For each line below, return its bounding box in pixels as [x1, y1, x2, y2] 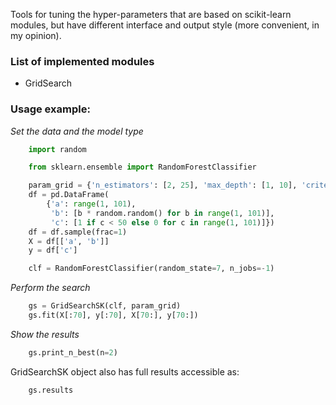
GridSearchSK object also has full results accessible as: [10, 365, 240, 378]
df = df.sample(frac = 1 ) [28, 227, 128, 237]
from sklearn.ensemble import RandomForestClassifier [28, 162, 257, 173]
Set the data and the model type [10, 125, 144, 137]
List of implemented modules [10, 54, 155, 68]
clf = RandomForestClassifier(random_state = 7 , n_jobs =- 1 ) [28, 264, 275, 274]
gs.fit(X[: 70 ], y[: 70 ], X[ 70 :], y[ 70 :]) [28, 310, 199, 321]
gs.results [28, 385, 74, 395]
